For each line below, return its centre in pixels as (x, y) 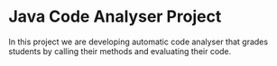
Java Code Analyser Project (115, 17)
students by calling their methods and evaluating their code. (120, 51)
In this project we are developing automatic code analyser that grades (138, 42)
